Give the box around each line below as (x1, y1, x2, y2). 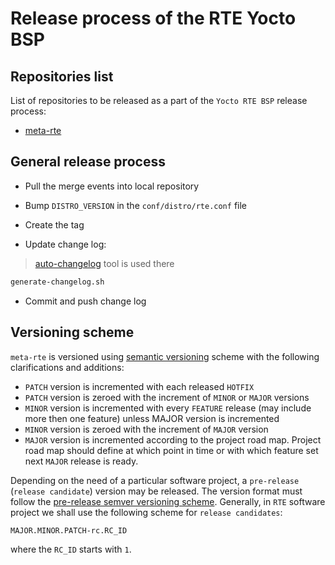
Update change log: (24, 238, 107, 250)
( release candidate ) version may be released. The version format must (10, 485, 303, 497)
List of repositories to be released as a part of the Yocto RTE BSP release (10, 95, 308, 106)
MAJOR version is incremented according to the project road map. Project (24, 433, 322, 446)
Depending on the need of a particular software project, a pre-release (10, 474, 300, 486)
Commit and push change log (24, 295, 147, 307)
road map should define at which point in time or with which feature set (24, 444, 319, 456)
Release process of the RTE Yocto (10, 7, 297, 30)
